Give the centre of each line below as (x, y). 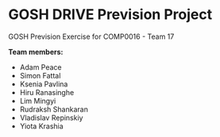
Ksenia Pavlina (44, 84)
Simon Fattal (40, 75)
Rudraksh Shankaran (54, 109)
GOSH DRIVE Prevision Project (110, 15)
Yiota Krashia (41, 126)
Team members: (36, 51)
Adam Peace (41, 67)
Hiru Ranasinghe (47, 92)
